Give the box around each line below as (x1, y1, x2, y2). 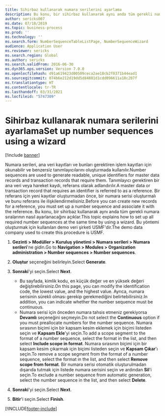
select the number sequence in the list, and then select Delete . (19, 377, 147, 383)
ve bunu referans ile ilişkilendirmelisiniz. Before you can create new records (5, 198, 157, 204)
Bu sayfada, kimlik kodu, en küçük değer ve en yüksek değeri (19, 278, 144, 284)
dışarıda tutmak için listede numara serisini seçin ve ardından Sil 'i (19, 367, 152, 373)
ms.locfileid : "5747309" (5, 94, 56, 99)
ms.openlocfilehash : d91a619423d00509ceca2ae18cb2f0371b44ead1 (5, 71, 137, 76)
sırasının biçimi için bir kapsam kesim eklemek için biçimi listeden (19, 325, 152, 331)
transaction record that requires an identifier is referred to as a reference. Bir (5, 188, 160, 194)
